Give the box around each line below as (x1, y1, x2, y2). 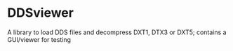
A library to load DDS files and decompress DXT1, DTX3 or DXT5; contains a (7, 28, 227, 36)
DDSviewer (7, 5, 74, 21)
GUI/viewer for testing (7, 35, 72, 43)
